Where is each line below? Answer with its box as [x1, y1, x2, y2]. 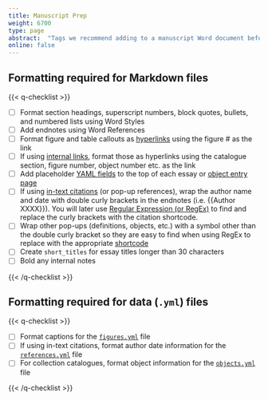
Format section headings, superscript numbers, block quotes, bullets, [19, 107, 249, 117]
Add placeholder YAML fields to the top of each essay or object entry [19, 169, 248, 179]
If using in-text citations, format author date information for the [19, 341, 227, 350]
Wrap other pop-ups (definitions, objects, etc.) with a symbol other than [19, 221, 257, 231]
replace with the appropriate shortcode [19, 239, 149, 248]
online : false [8, 42, 56, 50]
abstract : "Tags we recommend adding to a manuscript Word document [8, 34, 245, 42]
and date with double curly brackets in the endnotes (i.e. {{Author [19, 196, 236, 205]
